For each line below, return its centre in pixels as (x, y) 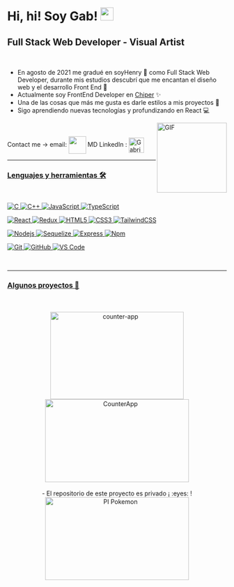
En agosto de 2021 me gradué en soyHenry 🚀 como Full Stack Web (114, 72)
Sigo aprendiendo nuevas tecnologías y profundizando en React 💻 (114, 110)
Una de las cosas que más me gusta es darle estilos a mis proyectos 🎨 (118, 102)
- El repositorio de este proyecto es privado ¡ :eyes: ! (117, 493)
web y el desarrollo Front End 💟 (62, 87)
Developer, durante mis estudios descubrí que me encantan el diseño (117, 80)
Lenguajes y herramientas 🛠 (57, 175)
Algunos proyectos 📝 (44, 285)
